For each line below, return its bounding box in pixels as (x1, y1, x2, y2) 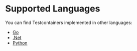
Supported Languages (5, 3, 100, 14)
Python (12, 39, 28, 45)
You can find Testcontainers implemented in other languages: (5, 19, 132, 25)
